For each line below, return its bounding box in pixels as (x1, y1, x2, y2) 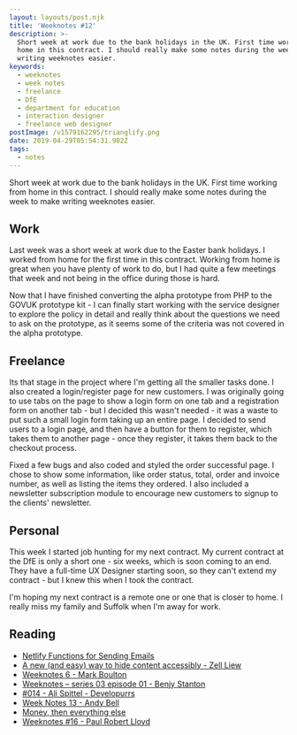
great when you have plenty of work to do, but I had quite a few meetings (9, 264, 277, 274)
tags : (9, 144, 29, 153)
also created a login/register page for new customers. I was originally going (9, 387, 285, 397)
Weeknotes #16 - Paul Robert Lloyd (21, 716, 150, 726)
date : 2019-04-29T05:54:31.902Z (9, 136, 128, 145)
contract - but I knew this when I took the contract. (9, 574, 194, 585)
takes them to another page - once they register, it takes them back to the (9, 433, 278, 444)
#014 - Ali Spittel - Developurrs (21, 687, 135, 699)
